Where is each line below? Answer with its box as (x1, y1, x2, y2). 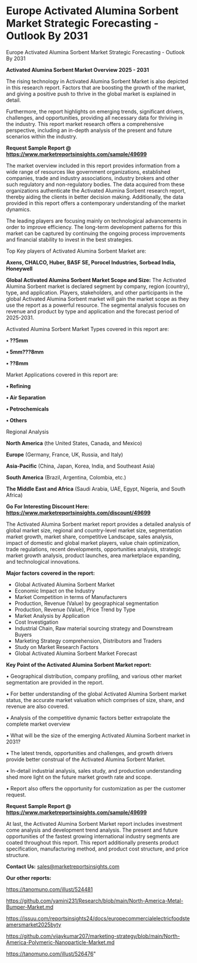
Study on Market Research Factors (14, 643, 98, 650)
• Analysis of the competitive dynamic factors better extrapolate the (6, 714, 171, 721)
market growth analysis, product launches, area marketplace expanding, (6, 552, 181, 559)
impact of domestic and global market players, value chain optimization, (6, 539, 180, 546)
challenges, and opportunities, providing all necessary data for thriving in (6, 114, 183, 121)
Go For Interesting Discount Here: (6, 502, 90, 510)
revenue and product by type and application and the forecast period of (6, 307, 179, 315)
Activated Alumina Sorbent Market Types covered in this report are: (6, 325, 169, 332)
